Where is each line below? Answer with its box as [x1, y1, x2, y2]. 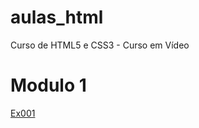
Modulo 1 [10, 74, 87, 97]
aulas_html [10, 6, 104, 29]
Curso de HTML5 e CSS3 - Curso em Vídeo [10, 39, 190, 51]
